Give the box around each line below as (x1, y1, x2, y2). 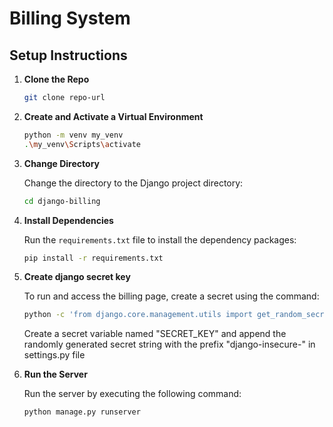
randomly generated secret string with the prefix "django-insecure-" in (23, 338, 316, 351)
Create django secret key (23, 271, 131, 283)
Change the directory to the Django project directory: (23, 177, 244, 189)
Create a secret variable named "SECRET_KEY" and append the (23, 328, 287, 340)
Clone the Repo (23, 73, 90, 85)
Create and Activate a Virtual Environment (23, 110, 204, 122)
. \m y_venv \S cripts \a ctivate (23, 139, 141, 149)
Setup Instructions (9, 47, 128, 64)
